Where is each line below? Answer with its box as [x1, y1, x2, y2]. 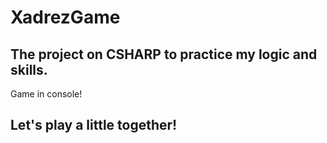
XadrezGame [10, 6, 121, 29]
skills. [10, 61, 48, 78]
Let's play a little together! [10, 117, 178, 134]
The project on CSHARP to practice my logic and [10, 46, 318, 63]
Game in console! [10, 88, 83, 100]
